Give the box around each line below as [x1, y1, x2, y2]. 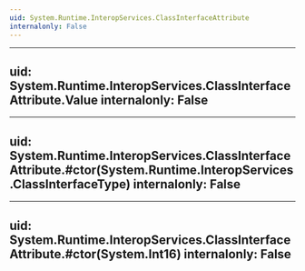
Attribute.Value [9, 92, 98, 107]
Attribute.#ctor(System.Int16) [9, 246, 182, 262]
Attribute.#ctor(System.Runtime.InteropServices [9, 162, 294, 177]
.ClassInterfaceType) [9, 176, 132, 192]
